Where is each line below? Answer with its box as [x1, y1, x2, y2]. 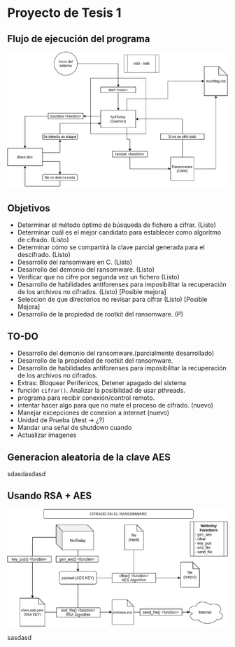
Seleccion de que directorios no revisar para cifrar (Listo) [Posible [17, 295, 208, 304]
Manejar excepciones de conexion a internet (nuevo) [17, 408, 170, 417]
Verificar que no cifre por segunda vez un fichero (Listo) [17, 273, 180, 281]
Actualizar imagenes [17, 431, 77, 439]
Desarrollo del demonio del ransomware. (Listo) [17, 265, 155, 274]
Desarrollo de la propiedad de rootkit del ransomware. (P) [17, 310, 184, 319]
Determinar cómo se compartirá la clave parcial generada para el [17, 243, 205, 251]
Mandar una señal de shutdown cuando [17, 424, 132, 432]
